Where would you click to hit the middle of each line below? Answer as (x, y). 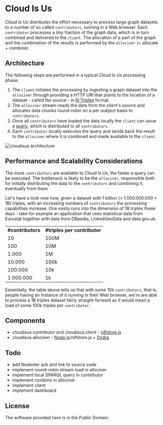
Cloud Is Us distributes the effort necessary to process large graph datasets (81, 22)
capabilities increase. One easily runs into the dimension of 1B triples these (80, 208)
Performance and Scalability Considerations (74, 161)
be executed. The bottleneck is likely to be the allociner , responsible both (80, 178)
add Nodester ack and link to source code (54, 364)
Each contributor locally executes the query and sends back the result (83, 131)
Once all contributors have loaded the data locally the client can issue (84, 121)
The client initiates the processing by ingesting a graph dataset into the (85, 90)
